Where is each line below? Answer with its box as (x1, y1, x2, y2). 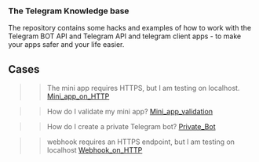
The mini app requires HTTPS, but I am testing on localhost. (46, 84, 240, 93)
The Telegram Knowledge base (8, 5, 129, 16)
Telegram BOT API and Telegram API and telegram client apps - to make (8, 31, 242, 41)
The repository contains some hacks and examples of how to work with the (8, 23, 252, 33)
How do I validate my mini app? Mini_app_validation (46, 107, 213, 117)
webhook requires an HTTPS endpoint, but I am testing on (46, 137, 235, 146)
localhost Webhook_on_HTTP (46, 146, 143, 155)
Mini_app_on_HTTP (46, 92, 110, 101)
